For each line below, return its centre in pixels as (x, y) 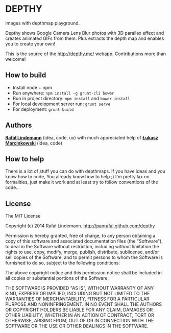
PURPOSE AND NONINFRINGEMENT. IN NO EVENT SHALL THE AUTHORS (84, 304)
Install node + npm (32, 87)
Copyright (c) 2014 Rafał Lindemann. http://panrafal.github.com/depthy (80, 226)
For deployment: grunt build (43, 109)
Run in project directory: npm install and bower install (71, 98)
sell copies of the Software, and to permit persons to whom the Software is (84, 257)
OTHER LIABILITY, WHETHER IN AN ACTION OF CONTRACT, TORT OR (80, 315)
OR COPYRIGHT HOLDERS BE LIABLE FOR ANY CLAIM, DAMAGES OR (79, 310)
